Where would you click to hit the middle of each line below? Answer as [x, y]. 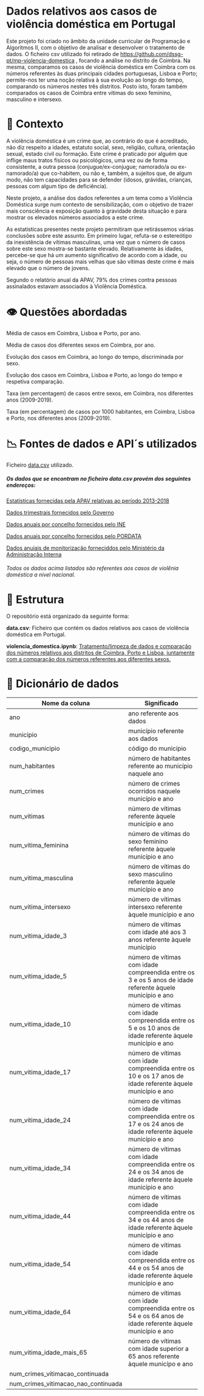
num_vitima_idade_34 [40, 1168]
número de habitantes [160, 759]
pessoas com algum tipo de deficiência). [57, 186]
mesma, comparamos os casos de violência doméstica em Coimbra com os [101, 67]
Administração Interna [34, 554]
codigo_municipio [35, 749]
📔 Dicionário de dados [63, 684]
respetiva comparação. [35, 381]
